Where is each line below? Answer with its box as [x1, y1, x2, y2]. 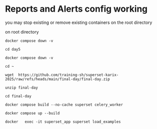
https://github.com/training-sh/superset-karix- [18, 72, 119, 77]
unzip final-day [5, 85, 38, 90]
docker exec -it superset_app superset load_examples [5, 119, 121, 124]
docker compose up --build [5, 111, 60, 115]
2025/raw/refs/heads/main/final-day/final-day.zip [5, 76, 110, 81]
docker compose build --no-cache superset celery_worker [5, 102, 123, 107]
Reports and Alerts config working [5, 3, 148, 15]
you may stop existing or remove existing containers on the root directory [5, 19, 153, 25]
